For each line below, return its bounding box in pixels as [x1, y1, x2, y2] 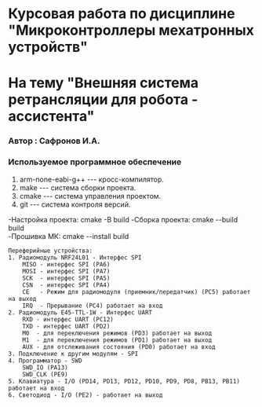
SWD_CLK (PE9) [22, 370, 68, 378]
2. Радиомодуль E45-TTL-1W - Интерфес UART [8, 308, 153, 317]
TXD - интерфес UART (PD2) [22, 322, 111, 330]
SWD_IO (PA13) [22, 363, 68, 372]
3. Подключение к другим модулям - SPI [8, 350, 139, 357]
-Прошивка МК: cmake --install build [8, 231, 129, 240]
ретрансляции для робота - [8, 91, 198, 108]
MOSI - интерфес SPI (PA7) [22, 267, 111, 275]
